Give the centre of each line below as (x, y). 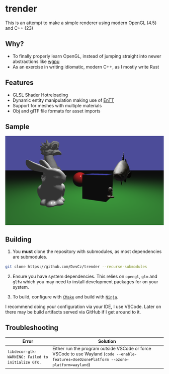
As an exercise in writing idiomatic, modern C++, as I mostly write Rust (86, 67)
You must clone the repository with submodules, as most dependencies (87, 251)
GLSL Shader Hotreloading (40, 95)
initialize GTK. (24, 362)
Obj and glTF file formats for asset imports (56, 111)
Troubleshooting (32, 328)
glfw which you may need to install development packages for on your (85, 282)
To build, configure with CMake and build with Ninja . (65, 297)
